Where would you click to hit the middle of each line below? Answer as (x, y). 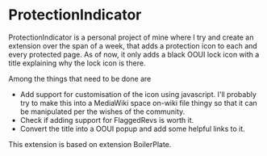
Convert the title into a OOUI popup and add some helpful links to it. (133, 129)
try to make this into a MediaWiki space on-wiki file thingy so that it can (139, 103)
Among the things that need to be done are (80, 78)
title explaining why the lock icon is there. (77, 63)
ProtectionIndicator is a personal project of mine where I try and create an (131, 37)
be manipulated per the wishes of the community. (102, 112)
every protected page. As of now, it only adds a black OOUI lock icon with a (134, 54)
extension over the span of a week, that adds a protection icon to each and (133, 45)
